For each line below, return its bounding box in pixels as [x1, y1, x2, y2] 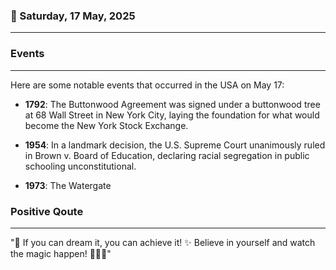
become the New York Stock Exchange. [24, 119, 189, 131]
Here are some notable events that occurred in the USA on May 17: [10, 79, 285, 91]
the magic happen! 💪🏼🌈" [10, 247, 112, 259]
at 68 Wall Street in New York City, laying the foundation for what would [24, 109, 320, 121]
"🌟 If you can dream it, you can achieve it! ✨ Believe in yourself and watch [10, 236, 316, 248]
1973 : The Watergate [24, 179, 112, 191]
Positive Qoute [10, 204, 84, 218]
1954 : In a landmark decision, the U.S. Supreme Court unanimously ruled [24, 139, 326, 151]
